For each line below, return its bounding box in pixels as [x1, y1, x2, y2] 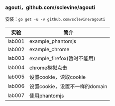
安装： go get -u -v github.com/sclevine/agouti [5, 16, 106, 22]
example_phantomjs [29, 38, 77, 45]
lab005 [7, 73, 25, 80]
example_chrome [29, 46, 70, 53]
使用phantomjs [29, 93, 64, 100]
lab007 [7, 92, 25, 99]
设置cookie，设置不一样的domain [29, 83, 108, 90]
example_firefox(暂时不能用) [29, 55, 96, 62]
